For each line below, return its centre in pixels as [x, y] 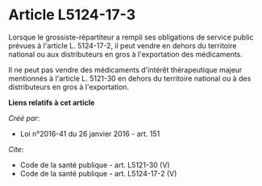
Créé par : [24, 118]
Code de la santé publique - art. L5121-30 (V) [95, 165]
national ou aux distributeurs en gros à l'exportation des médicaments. [126, 54]
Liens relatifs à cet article [52, 102]
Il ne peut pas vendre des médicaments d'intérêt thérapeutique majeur [125, 69]
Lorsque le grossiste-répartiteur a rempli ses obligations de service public [131, 37]
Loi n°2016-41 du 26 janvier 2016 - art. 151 [90, 134]
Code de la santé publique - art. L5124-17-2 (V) [98, 173]
